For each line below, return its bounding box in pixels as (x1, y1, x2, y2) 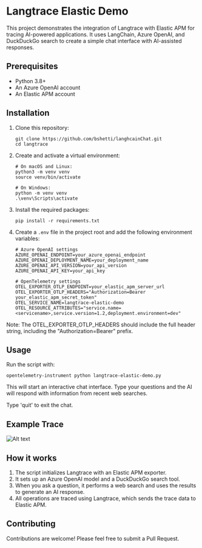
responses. (6, 44, 35, 51)
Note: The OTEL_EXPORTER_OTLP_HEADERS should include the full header (6, 320, 196, 328)
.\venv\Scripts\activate (15, 195, 78, 201)
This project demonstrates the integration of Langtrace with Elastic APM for (6, 24, 195, 32)
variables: (15, 235, 40, 242)
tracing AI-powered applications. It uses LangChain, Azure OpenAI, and (6, 30, 185, 38)
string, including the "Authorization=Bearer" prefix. (6, 327, 133, 334)
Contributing (6, 519, 56, 529)
